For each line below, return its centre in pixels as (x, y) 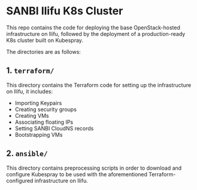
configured (20, 180)
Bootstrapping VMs (39, 134)
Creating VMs (32, 115)
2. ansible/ (27, 154)
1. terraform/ (30, 71)
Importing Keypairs (38, 103)
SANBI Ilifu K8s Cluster (65, 11)
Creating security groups (46, 109)
